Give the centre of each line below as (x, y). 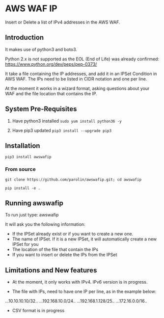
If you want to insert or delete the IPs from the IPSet (65, 255)
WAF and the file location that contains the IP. (51, 93)
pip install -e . (23, 188)
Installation (23, 146)
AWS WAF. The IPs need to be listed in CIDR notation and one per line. (76, 79)
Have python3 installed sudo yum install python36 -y (67, 121)
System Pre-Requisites (41, 109)
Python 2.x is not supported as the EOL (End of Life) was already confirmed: (82, 59)
